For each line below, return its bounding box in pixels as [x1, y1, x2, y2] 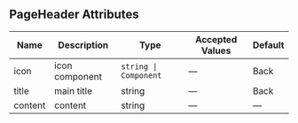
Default [252, 39, 285, 51]
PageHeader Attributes [9, 7, 139, 22]
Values [200, 44, 231, 57]
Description [58, 39, 109, 51]
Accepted [194, 33, 238, 45]
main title [54, 84, 93, 96]
